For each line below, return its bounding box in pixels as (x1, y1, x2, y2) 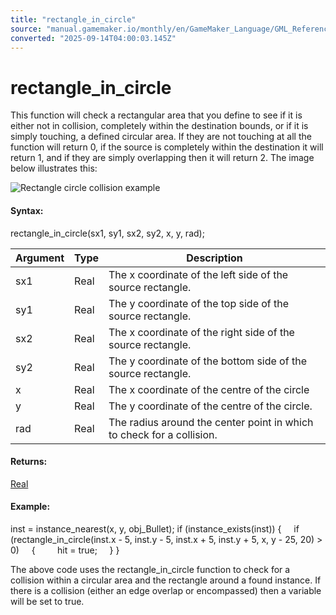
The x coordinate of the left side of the (108, 267, 289, 281)
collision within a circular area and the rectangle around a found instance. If (10, 574, 322, 586)
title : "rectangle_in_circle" (10, 14, 137, 25)
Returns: (10, 456, 48, 468)
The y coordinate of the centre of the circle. (108, 399, 313, 413)
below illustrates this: (10, 162, 98, 175)
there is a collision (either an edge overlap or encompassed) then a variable (10, 584, 322, 596)
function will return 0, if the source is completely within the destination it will (10, 141, 324, 153)
